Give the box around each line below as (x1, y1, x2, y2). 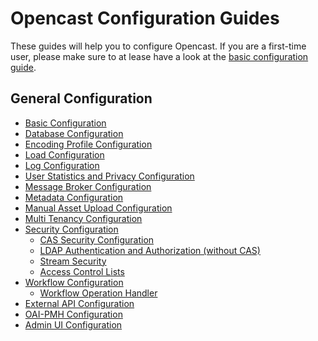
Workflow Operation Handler (39, 287, 158, 299)
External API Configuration (24, 297, 135, 309)
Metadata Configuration (24, 191, 124, 203)
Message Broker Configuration (24, 180, 152, 192)
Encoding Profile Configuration (24, 138, 153, 150)
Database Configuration (24, 127, 124, 139)
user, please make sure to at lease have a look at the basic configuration (10, 50, 309, 62)
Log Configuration (24, 159, 100, 171)
